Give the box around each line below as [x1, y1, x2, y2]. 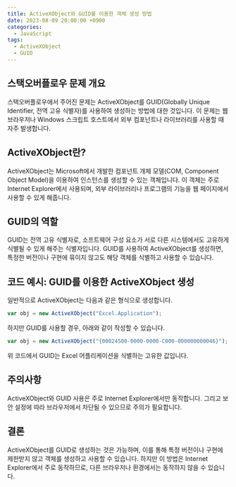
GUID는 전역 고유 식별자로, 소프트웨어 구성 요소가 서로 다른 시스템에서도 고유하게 [7, 235, 230, 244]
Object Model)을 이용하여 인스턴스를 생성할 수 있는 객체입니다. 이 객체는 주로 [7, 175, 220, 184]
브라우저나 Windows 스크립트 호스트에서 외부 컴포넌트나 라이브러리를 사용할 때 [7, 115, 224, 123]
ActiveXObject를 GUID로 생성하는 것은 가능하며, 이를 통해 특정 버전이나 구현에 [7, 445, 223, 454]
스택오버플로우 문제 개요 [7, 78, 106, 90]
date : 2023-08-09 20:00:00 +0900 [7, 17, 106, 24]
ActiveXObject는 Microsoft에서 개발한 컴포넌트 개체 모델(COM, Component [7, 166, 219, 175]
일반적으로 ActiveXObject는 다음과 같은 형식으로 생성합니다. [7, 296, 173, 304]
